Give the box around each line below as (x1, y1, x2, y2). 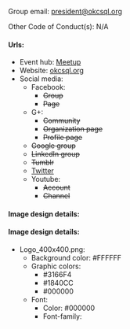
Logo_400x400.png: (19, 245, 85, 254)
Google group (31, 141, 76, 150)
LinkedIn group (31, 150, 81, 159)
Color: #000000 (42, 303, 96, 312)
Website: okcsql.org (19, 66, 85, 76)
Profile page (42, 133, 83, 142)
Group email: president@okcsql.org (8, 7, 123, 16)
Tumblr (31, 157, 55, 168)
